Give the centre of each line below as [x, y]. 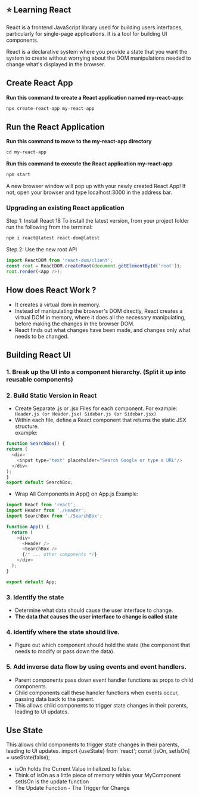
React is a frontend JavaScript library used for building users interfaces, [94, 27]
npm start [18, 175]
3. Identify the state [35, 597]
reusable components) [40, 379]
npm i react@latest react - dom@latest [53, 238]
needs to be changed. [42, 336]
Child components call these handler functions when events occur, [97, 693]
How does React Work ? [51, 290]
